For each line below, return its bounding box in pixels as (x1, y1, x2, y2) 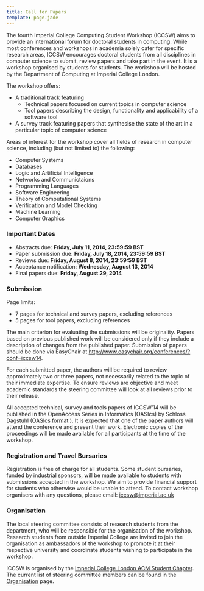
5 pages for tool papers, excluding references (15, 317, 130, 324)
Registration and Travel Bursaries (6, 451, 108, 460)
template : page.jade (6, 15, 59, 21)
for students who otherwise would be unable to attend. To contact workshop (6, 485, 199, 492)
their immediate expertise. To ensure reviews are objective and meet (6, 379, 178, 387)
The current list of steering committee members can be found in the (6, 571, 177, 578)
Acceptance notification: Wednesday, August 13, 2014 (15, 263, 154, 270)
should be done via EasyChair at (6, 348, 88, 355)
